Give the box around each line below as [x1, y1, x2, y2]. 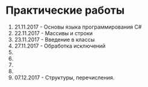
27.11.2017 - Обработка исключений [14, 42, 106, 49]
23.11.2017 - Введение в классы [14, 36, 95, 43]
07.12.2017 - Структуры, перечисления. [14, 74, 115, 81]
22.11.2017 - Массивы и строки [14, 29, 93, 36]
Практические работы [5, 4, 125, 17]
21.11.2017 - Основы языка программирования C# [14, 23, 142, 30]
